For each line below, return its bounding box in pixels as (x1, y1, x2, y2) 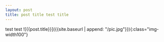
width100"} (5, 31, 28, 37)
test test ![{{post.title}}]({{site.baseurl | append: (5, 26, 104, 32)
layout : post (5, 7, 33, 13)
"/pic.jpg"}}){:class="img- (105, 26, 159, 32)
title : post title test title (5, 12, 69, 17)
